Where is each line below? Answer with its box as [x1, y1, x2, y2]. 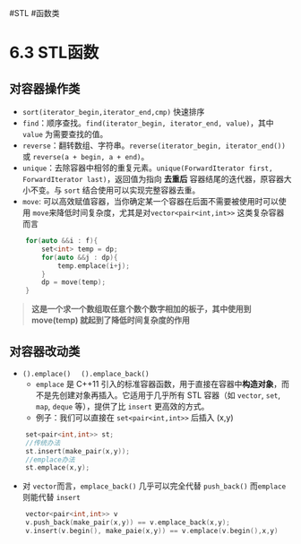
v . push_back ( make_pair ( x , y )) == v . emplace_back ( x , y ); [25, 518, 230, 527]
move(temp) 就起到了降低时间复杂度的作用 [30, 315, 191, 325]
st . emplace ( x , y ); [25, 463, 90, 472]
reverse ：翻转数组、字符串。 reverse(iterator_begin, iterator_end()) [21, 140, 287, 151]
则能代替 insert [21, 492, 81, 503]
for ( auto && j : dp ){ [41, 253, 118, 262]
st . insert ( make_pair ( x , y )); [25, 446, 130, 455]
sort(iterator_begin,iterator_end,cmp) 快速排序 [21, 107, 205, 117]
